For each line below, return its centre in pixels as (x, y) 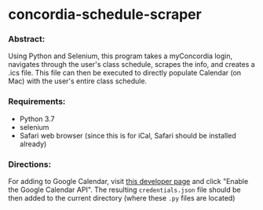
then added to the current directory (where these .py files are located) (122, 198)
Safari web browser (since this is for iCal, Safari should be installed (128, 135)
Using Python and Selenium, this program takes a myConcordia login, (121, 56)
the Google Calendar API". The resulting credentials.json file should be (124, 190)
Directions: (30, 164)
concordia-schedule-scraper (105, 15)
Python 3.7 (37, 119)
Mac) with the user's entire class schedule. (78, 81)
